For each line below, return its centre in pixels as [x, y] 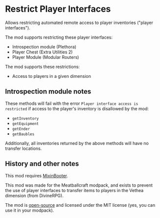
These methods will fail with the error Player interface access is [72, 103]
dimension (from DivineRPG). [34, 195]
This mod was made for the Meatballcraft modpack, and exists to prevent [79, 185]
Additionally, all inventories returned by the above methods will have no [77, 143]
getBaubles [23, 134]
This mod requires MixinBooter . [37, 175]
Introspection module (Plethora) [44, 47]
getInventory [25, 119]
